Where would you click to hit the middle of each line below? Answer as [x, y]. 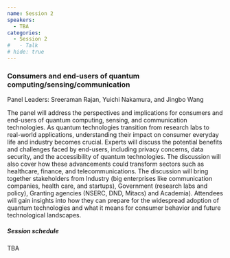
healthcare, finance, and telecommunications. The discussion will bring [108, 171]
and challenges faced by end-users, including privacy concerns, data [105, 149]
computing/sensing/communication [69, 85]
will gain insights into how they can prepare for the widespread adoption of [113, 201]
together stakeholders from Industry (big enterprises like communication [110, 179]
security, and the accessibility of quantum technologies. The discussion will [114, 157]
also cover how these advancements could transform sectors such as [106, 164]
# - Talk [23, 45]
